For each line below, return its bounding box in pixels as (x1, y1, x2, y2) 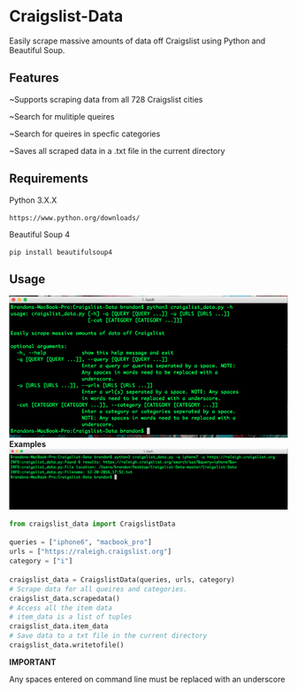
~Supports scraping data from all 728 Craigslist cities (9, 94, 203, 104)
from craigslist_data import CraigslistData (9, 520, 176, 528)
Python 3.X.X (9, 195, 57, 205)
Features (9, 71, 59, 86)
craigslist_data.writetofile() (9, 641, 125, 650)
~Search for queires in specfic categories (9, 128, 161, 139)
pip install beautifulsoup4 (9, 248, 113, 257)
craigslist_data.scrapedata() (9, 594, 121, 603)
